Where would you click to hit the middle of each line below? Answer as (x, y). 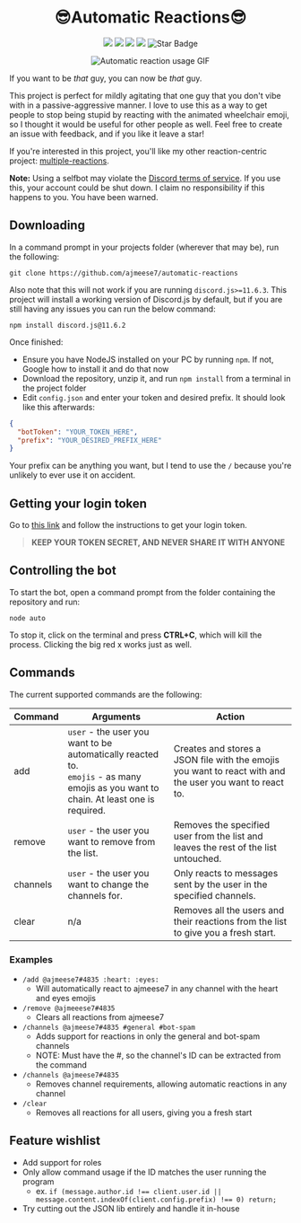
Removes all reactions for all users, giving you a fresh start (144, 1113)
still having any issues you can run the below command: (113, 309)
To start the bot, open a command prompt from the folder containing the (142, 592)
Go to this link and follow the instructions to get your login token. (129, 525)
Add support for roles (62, 1162)
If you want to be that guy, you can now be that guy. (106, 78)
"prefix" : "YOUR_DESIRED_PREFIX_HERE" (90, 440)
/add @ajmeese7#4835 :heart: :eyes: (90, 980)
